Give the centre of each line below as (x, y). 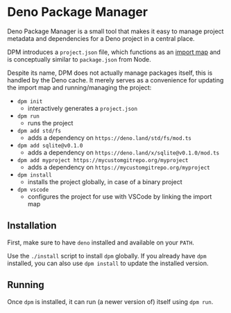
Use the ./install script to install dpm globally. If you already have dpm (107, 256)
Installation (32, 226)
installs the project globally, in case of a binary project (105, 181)
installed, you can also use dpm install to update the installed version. (108, 263)
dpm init (30, 101)
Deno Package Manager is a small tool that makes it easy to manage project (115, 31)
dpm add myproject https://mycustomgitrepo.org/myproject (103, 160)
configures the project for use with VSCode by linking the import (120, 196)
